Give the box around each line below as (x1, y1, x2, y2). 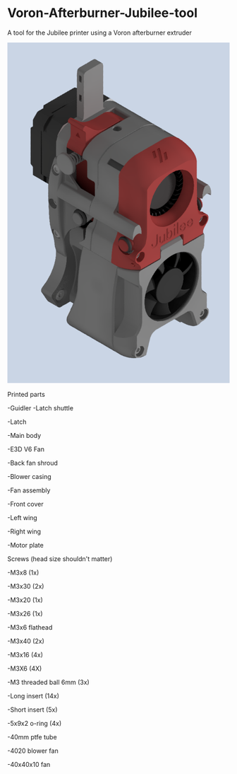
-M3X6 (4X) (7, 664, 42, 673)
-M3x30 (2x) (7, 582, 44, 590)
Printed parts (7, 390, 46, 398)
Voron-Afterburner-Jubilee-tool (7, 5, 198, 21)
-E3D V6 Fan (7, 444, 44, 454)
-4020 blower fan (7, 746, 59, 755)
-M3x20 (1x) (7, 596, 44, 604)
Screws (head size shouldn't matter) (7, 554, 113, 563)
